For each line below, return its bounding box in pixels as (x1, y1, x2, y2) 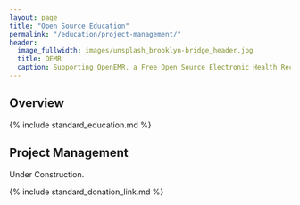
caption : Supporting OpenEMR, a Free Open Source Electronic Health (17, 63, 278, 72)
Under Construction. (9, 168, 85, 179)
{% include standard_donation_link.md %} (9, 186, 164, 197)
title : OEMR (17, 54, 62, 63)
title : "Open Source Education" (9, 21, 129, 30)
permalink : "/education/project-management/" (9, 29, 181, 38)
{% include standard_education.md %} (9, 119, 152, 130)
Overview (9, 95, 65, 111)
